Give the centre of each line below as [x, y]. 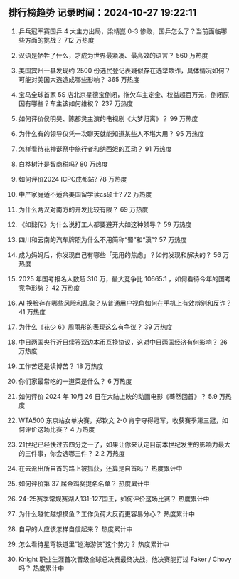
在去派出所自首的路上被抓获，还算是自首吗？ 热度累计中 [100, 468]
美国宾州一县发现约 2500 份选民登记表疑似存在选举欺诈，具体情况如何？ [124, 71]
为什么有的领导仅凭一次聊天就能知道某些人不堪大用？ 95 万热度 [111, 133]
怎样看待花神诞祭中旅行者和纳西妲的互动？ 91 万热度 [95, 149]
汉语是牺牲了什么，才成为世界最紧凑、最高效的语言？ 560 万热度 [113, 55]
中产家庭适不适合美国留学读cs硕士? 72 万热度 [85, 194]
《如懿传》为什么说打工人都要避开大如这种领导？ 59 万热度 [105, 224]
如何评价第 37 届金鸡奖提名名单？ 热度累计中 [84, 484]
